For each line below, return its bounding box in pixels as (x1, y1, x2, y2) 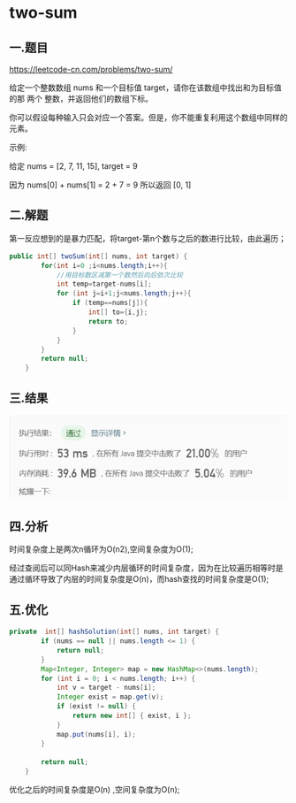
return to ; (87, 317, 128, 325)
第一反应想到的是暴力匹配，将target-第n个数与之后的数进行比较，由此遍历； (9, 233, 287, 243)
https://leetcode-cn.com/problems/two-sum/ (9, 65, 173, 74)
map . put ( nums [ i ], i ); (56, 730, 137, 738)
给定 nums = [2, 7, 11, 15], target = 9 (9, 161, 139, 171)
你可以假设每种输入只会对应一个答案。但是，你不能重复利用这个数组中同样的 (9, 112, 288, 122)
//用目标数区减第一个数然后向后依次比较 (56, 271, 184, 279)
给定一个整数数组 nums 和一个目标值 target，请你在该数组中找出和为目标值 (9, 82, 282, 93)
